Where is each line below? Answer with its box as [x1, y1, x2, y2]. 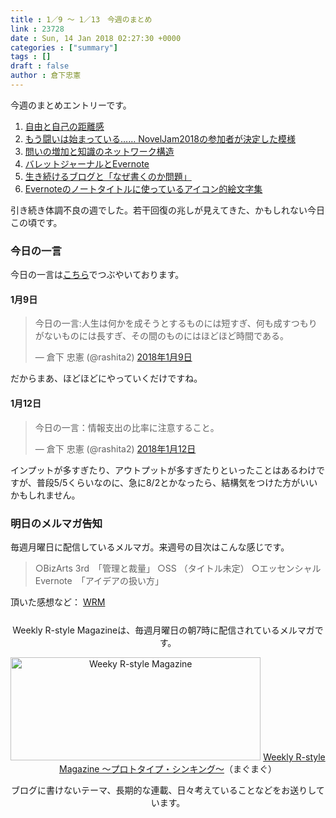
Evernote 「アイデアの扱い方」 [34, 574, 165, 586]
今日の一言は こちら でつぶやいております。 [10, 269, 185, 281]
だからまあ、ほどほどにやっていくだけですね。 [10, 372, 203, 385]
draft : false [10, 61, 70, 71]
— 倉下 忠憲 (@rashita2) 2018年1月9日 [34, 351, 193, 363]
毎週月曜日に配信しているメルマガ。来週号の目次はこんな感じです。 [10, 541, 290, 553]
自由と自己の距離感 [24, 120, 105, 132]
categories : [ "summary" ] [10, 42, 118, 53]
